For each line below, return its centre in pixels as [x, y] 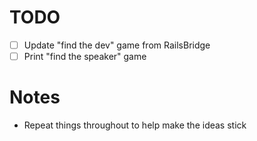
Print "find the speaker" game [85, 56]
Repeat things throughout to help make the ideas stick [135, 125]
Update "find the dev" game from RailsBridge [117, 45]
